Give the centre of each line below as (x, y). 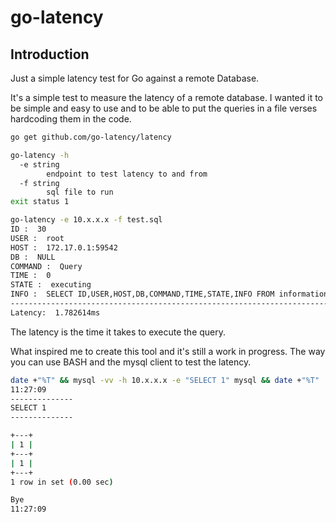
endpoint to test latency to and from (127, 174)
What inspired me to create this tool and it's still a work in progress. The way (168, 351)
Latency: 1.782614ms (55, 312)
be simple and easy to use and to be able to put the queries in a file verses (164, 108)
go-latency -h (40, 155)
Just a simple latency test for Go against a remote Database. (135, 78)
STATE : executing (51, 285)
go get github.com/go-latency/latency (91, 137)
